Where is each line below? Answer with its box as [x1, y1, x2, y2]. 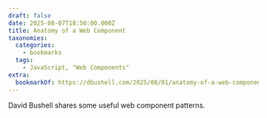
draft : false [8, 11, 52, 20]
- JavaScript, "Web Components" [22, 64, 130, 72]
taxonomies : [8, 33, 48, 42]
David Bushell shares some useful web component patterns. [8, 100, 205, 110]
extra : [8, 71, 30, 79]
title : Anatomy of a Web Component [8, 26, 126, 34]
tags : [15, 57, 34, 65]
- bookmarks [22, 49, 62, 57]
